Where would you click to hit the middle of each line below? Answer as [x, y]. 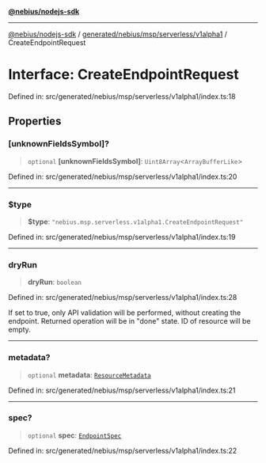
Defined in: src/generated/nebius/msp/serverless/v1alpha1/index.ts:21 [122, 390]
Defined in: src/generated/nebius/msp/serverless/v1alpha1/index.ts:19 [122, 237]
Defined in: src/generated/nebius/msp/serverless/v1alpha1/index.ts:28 [123, 298]
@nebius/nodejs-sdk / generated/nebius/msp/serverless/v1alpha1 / [118, 34]
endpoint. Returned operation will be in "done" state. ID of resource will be [129, 321]
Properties [35, 121]
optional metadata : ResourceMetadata [89, 374]
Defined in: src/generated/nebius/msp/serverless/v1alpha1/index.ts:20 [123, 176]
